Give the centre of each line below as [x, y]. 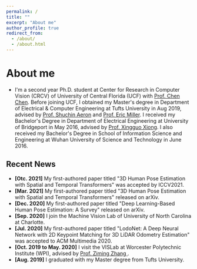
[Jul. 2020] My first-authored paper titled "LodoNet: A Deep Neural [96, 228]
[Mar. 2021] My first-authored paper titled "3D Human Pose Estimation [100, 191]
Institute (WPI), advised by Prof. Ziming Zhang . [72, 253]
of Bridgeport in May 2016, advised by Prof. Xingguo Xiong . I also [94, 127]
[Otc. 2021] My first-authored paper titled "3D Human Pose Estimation [100, 178]
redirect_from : [25, 33]
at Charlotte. [30, 222]
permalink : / [22, 11]
